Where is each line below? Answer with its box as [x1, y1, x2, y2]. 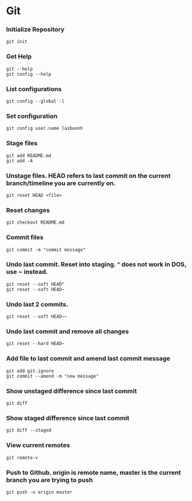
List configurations [6, 85, 62, 93]
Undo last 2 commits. [6, 300, 69, 308]
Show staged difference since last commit [6, 414, 130, 422]
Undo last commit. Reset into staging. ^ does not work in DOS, [6, 260, 187, 269]
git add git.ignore [6, 368, 54, 374]
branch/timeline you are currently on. [6, 179, 116, 187]
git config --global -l [6, 98, 65, 104]
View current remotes [6, 441, 70, 449]
